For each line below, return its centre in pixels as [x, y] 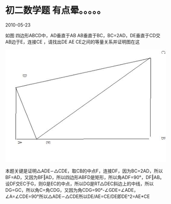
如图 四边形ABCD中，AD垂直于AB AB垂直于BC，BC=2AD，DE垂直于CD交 [83, 35]
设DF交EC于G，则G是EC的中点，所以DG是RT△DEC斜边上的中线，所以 [80, 184]
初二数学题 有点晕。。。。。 [56, 10]
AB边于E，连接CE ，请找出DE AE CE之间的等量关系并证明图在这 [72, 42]
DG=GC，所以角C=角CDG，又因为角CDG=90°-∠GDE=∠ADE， [72, 190]
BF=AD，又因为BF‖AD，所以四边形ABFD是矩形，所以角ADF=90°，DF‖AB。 [85, 177]
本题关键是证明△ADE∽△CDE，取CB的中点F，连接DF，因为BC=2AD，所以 [84, 171]
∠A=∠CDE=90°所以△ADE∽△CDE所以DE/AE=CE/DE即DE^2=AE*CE [78, 196]
